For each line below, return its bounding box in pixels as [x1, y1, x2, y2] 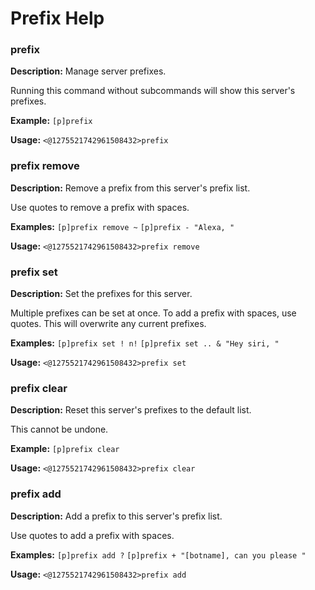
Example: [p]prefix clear [10, 443, 120, 455]
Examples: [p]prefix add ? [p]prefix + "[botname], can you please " [10, 548, 307, 561]
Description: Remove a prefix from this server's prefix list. [10, 182, 251, 194]
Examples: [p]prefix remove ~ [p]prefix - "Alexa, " [10, 220, 235, 232]
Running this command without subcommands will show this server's [10, 85, 296, 97]
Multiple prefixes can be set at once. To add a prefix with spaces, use [10, 307, 297, 319]
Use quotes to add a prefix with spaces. [10, 529, 175, 541]
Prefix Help [10, 7, 105, 30]
